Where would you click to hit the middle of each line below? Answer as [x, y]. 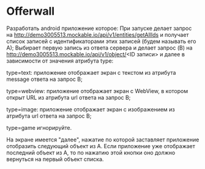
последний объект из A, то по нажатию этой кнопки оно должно [91, 152]
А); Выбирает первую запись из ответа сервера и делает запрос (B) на [99, 48]
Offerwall [31, 11]
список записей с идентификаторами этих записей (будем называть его [101, 41]
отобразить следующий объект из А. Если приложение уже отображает [101, 146]
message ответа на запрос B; [44, 79]
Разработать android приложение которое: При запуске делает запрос [99, 28]
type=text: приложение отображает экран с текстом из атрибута [91, 72]
